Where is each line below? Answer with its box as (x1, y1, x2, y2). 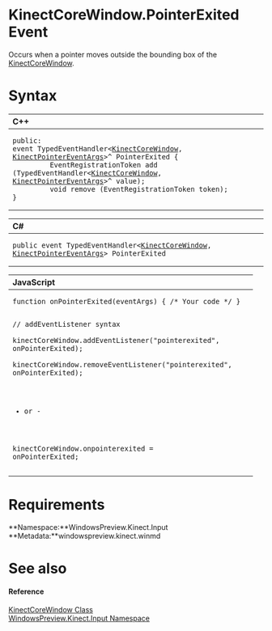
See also (8, 560, 67, 578)
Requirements (8, 496, 105, 515)
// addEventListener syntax (12, 320, 121, 329)
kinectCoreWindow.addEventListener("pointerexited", (12, 336, 220, 345)
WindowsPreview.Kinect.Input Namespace (8, 613, 150, 623)
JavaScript (12, 277, 55, 288)
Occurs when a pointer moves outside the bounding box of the (8, 49, 217, 59)
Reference (8, 587, 45, 596)
